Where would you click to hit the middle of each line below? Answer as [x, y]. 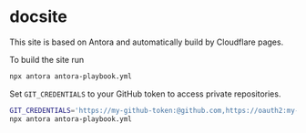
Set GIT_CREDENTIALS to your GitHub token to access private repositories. [145, 94]
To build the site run [47, 59]
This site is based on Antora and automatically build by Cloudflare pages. [147, 42]
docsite [39, 17]
